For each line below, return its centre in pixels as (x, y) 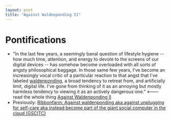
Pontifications (36, 40)
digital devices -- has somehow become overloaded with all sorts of (84, 65)
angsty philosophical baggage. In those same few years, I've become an (89, 70)
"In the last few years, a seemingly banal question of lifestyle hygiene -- (88, 54)
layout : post (19, 10)
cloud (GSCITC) (29, 113)
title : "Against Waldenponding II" (43, 15)
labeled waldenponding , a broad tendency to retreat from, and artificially (89, 81)
